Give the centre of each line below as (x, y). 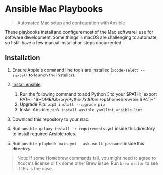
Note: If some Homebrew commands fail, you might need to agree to (86, 158)
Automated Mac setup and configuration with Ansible (71, 23)
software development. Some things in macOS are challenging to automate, (81, 37)
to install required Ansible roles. (44, 134)
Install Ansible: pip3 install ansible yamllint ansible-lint (81, 109)
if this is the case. (35, 168)
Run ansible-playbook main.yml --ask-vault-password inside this (78, 143)
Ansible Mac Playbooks (54, 9)
